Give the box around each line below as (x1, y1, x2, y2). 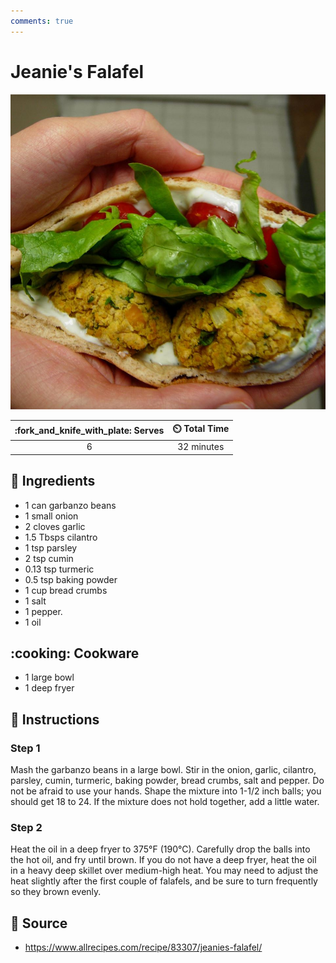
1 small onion (24, 510, 79, 522)
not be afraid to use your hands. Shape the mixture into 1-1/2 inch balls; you (10, 785, 322, 797)
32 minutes (177, 441, 225, 453)
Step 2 (10, 821, 43, 835)
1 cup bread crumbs (24, 584, 108, 596)
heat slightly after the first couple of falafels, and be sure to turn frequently (10, 875, 318, 887)
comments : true (10, 16, 74, 26)
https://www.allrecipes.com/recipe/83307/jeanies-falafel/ (24, 941, 263, 954)
